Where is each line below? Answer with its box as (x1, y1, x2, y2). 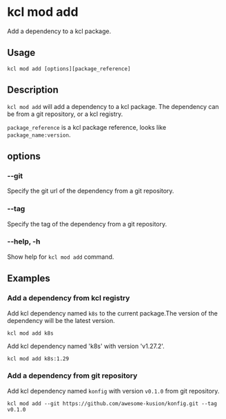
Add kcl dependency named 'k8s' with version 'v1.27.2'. (7, 342, 165, 350)
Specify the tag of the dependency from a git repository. (7, 220, 167, 228)
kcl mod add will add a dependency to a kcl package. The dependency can (7, 102, 219, 110)
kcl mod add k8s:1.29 (7, 355, 70, 362)
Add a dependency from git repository (7, 371, 138, 380)
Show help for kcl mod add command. (7, 253, 114, 261)
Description (7, 84, 59, 96)
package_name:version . (7, 130, 71, 139)
